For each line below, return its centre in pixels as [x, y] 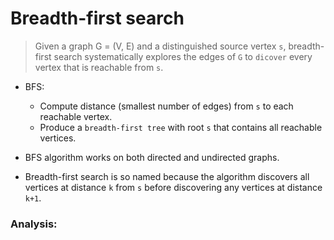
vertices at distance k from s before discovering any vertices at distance [173, 187]
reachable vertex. [76, 116]
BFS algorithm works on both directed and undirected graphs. [152, 157]
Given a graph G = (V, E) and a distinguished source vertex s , [160, 46]
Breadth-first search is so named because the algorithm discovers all [167, 176]
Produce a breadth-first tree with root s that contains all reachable [181, 127]
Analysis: [34, 224]
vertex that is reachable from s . [99, 67]
